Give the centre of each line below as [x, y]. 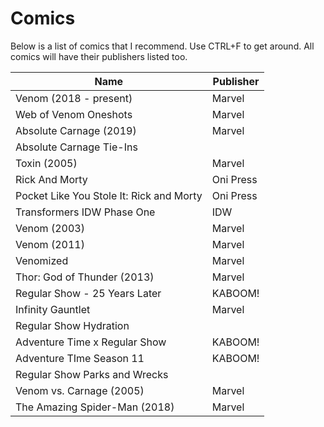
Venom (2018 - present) [74, 98]
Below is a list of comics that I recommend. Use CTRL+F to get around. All [162, 46]
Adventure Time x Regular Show [91, 342]
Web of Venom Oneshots [74, 114]
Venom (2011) [50, 244]
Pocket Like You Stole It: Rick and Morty [109, 195]
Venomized [42, 260]
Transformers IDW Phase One [85, 212]
